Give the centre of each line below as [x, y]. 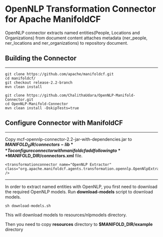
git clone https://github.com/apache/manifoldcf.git [59, 74]
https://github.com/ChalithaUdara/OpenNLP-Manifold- [81, 95]
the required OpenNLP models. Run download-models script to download [79, 192]
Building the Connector [41, 59]
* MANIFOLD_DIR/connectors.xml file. [44, 156]
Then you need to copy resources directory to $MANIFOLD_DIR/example [79, 224]
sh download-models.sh [28, 206]
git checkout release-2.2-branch [39, 83]
